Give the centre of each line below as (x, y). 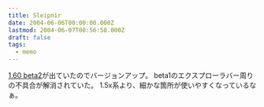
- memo (26, 52)
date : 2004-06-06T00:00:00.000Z (61, 23)
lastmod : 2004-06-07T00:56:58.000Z (67, 30)
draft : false (30, 37)
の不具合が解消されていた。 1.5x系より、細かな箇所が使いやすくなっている (129, 85)
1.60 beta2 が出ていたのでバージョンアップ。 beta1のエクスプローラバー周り (131, 75)
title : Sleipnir (35, 15)
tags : (17, 45)
